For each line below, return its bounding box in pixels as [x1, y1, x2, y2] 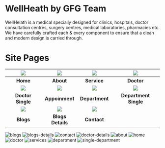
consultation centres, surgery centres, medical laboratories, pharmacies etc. [5, 24, 160, 30]
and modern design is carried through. [5, 35, 83, 41]
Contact [84, 116, 104, 123]
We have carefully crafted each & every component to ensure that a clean [5, 30, 155, 36]
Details [51, 119, 68, 126]
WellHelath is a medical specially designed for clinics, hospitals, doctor [5, 19, 149, 25]
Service [85, 77, 104, 84]
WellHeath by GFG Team [5, 3, 107, 14]
